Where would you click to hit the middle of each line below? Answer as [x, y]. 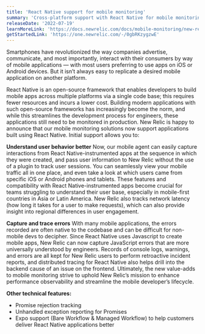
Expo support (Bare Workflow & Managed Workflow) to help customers [104, 318]
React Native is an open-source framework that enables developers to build [101, 90]
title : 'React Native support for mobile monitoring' [76, 12]
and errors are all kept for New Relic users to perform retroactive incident [99, 256]
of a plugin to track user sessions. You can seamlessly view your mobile [97, 166]
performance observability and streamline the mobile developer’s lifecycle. [100, 282]
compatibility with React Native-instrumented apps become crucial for [95, 186]
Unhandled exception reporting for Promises [71, 312]
